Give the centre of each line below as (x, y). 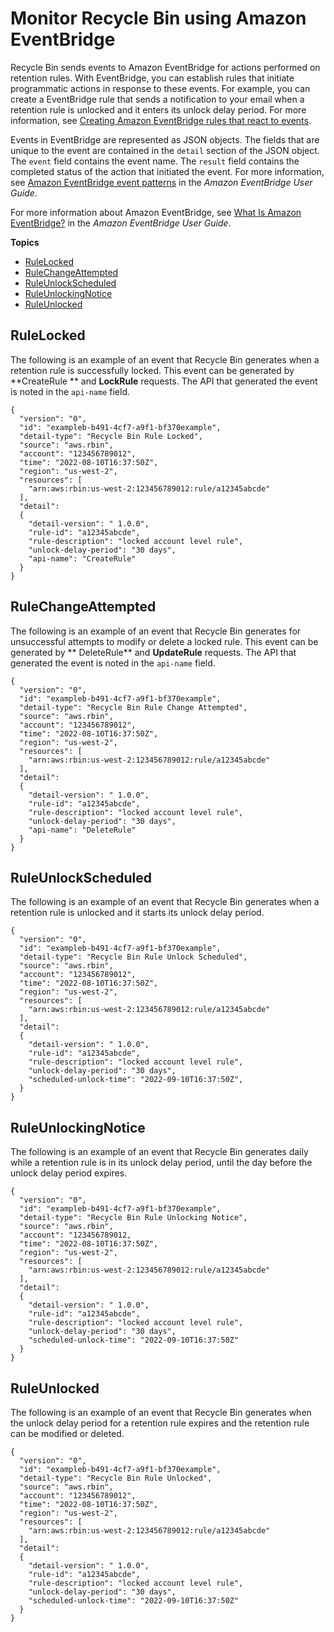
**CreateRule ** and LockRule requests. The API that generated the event (164, 381)
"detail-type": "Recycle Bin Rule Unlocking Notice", (133, 1218)
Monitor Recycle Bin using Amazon (158, 18)
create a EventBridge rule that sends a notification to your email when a (157, 99)
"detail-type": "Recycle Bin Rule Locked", (111, 436)
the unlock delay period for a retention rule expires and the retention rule (160, 1423)
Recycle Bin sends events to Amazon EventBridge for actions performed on (165, 67)
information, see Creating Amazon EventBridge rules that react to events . (161, 120)
